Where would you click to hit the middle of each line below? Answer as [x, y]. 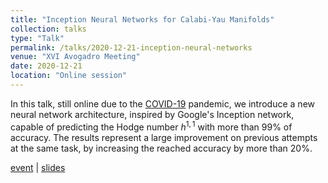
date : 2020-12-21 [46, 66]
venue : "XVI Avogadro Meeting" [75, 57]
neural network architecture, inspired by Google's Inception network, [152, 114]
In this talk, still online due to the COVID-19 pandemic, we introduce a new [162, 103]
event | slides [38, 167]
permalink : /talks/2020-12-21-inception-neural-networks [131, 47]
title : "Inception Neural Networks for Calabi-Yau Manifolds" [142, 19]
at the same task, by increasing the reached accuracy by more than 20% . [161, 148]
